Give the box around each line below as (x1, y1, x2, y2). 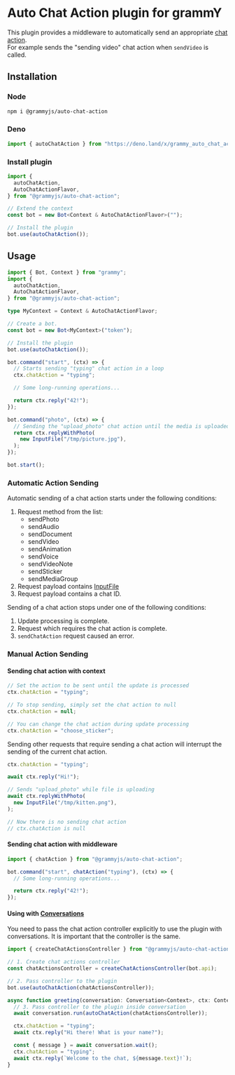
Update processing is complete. (17, 617, 110, 625)
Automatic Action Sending (7, 478, 99, 488)
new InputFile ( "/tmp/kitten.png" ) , (13, 799, 117, 806)
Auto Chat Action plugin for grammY (7, 5, 222, 21)
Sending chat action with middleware (7, 840, 117, 848)
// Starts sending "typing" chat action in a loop (13, 365, 164, 373)
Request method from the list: (17, 507, 104, 516)
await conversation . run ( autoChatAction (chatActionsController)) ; (13, 1010, 208, 1017)
